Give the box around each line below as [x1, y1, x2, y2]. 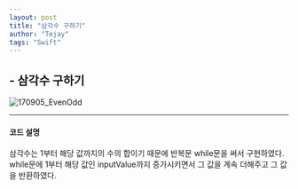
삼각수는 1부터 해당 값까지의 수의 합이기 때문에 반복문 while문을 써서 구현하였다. [9, 148, 285, 159]
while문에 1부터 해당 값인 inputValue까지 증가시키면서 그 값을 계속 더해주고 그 [9, 159, 278, 169]
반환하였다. [18, 170, 58, 181]
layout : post [9, 12, 58, 22]
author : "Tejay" [9, 29, 69, 38]
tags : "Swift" [9, 37, 62, 47]
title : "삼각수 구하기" [9, 21, 86, 30]
